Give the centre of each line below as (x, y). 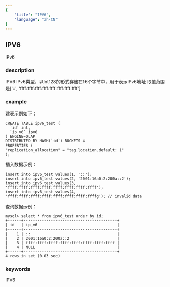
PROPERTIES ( (19, 146)
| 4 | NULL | (62, 247)
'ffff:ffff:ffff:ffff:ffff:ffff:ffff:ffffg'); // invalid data (74, 196)
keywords (18, 269)
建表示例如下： (21, 113)
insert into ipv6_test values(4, (41, 192)
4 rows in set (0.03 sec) (33, 256)
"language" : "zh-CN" (36, 19)
